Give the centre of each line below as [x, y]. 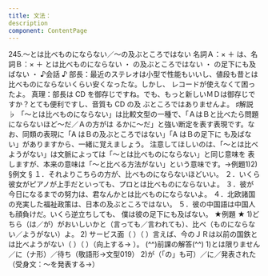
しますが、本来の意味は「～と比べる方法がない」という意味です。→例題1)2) [133, 164]
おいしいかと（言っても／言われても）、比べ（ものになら [156, 224]
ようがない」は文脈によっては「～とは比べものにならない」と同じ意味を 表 [132, 154]
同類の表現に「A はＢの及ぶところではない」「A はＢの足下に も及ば [134, 134]
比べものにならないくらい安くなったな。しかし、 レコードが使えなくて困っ [132, 84]
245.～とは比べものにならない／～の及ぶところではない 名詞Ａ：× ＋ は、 [130, 54]
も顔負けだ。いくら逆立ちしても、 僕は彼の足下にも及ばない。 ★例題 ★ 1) [130, 214]
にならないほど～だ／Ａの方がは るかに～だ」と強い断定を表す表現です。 [128, 124]
